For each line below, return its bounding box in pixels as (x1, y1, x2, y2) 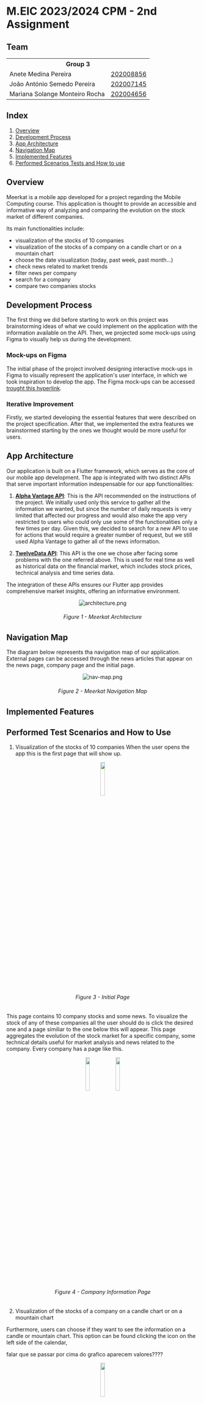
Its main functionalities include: (6, 225, 85, 232)
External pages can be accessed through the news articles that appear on (6, 655, 192, 662)
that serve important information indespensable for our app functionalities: (6, 480, 194, 488)
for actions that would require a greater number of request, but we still (15, 531, 192, 539)
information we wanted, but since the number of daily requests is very (15, 505, 192, 512)
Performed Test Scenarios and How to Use (6, 727, 171, 738)
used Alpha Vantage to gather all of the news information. (15, 537, 161, 545)
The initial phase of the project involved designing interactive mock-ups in (6, 365, 193, 372)
